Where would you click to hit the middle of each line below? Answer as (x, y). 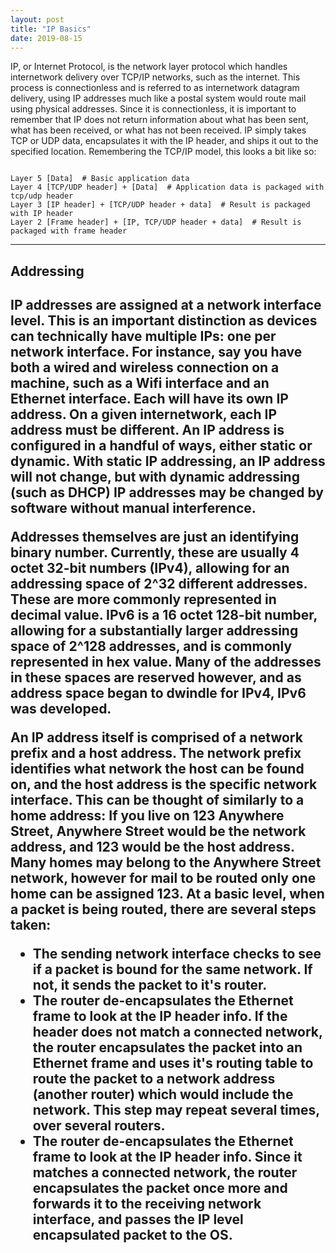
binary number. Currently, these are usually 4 (155, 552)
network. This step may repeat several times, (176, 1110)
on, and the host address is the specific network (164, 784)
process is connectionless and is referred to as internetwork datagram (155, 88)
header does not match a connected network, (177, 1032)
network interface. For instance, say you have (156, 352)
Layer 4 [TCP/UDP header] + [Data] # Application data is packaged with (167, 187)
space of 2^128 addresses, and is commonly (151, 646)
